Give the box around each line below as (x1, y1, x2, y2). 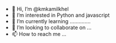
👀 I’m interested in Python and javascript (11, 12, 110, 19)
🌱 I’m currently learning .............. (11, 18, 91, 24)
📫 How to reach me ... (11, 31, 67, 37)
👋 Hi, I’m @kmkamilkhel (11, 6, 69, 12)
